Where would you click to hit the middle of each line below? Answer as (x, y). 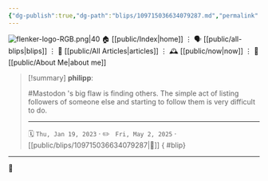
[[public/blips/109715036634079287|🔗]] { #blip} (106, 145)
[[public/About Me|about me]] (57, 62)
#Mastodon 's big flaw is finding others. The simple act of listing (133, 93)
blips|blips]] (28, 51)
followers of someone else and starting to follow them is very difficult (142, 101)
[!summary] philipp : (61, 77)
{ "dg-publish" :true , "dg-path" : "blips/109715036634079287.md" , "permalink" (134, 16)
